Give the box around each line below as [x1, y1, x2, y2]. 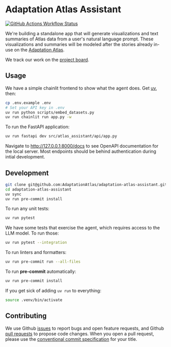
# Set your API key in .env [5, 105, 65, 110]
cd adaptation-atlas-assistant [5, 187, 72, 192]
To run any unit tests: [5, 205, 50, 212]
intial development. [5, 154, 45, 160]
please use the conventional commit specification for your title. [5, 336, 137, 342]
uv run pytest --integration [5, 240, 67, 245]
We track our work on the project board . [5, 56, 90, 62]
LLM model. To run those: [5, 230, 60, 236]
